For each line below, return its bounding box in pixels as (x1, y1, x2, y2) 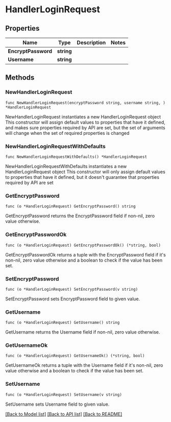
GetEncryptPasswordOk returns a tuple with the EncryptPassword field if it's (5, 251, 166, 257)
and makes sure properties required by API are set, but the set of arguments (5, 124, 165, 131)
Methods (5, 73, 35, 82)
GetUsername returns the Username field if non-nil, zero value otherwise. (5, 329, 160, 335)
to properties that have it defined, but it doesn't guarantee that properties (5, 174, 160, 180)
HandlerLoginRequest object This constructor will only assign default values (5, 169, 166, 175)
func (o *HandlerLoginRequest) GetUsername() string (5, 320, 120, 325)
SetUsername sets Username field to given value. (5, 401, 110, 407)
